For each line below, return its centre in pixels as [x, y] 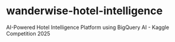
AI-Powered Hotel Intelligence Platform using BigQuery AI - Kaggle [88, 27]
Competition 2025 [28, 33]
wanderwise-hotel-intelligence [85, 11]
